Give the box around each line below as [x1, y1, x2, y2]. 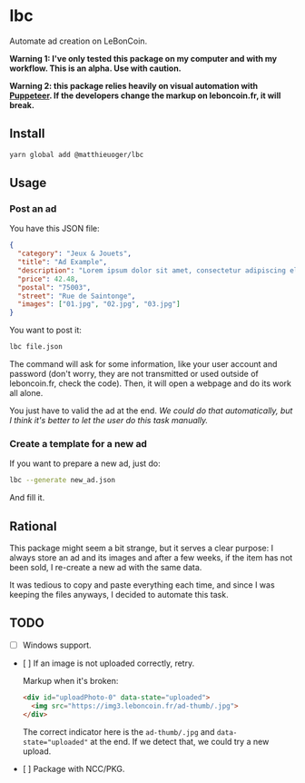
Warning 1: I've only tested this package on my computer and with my [9, 53, 278, 64]
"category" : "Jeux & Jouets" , [17, 249, 132, 259]
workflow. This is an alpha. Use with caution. [9, 63, 182, 74]
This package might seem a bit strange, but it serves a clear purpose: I [9, 542, 274, 554]
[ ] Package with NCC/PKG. [22, 763, 125, 774]
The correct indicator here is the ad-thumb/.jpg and [22, 726, 215, 737]
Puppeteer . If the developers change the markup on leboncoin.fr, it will [9, 90, 281, 101]
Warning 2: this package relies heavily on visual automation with [9, 80, 259, 91]
